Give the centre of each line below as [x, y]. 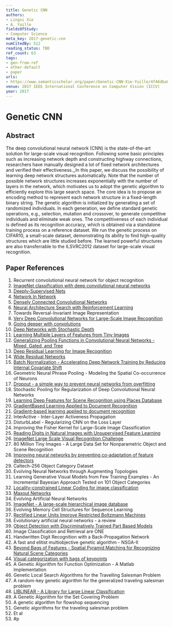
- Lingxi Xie [20, 20]
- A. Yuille [18, 24]
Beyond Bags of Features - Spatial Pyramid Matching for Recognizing [86, 548]
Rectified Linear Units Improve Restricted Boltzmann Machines [79, 515]
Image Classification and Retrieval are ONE [59, 531]
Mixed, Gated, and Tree [38, 346]
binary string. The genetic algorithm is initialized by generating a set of [81, 202]
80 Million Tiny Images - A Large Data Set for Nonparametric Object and [90, 444]
